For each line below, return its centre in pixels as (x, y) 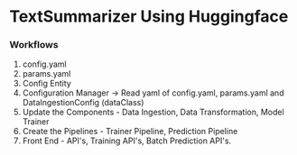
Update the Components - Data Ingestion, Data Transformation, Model (153, 112)
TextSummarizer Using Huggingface (149, 17)
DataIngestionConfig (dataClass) (83, 103)
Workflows (34, 45)
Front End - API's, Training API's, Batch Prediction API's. (127, 141)
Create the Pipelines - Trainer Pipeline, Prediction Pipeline (130, 132)
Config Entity (47, 84)
